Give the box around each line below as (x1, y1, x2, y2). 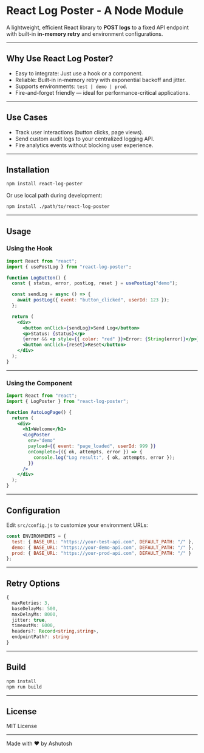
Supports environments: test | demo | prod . (15, 83, 127, 90)
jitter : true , (12, 617, 47, 623)
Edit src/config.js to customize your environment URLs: (6, 521, 149, 529)
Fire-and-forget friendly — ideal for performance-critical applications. (15, 89, 190, 96)
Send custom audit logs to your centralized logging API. (15, 135, 155, 142)
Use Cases (6, 112, 48, 123)
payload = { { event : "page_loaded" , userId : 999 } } (28, 443, 156, 450)
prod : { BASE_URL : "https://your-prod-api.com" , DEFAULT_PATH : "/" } (12, 550, 191, 556)
